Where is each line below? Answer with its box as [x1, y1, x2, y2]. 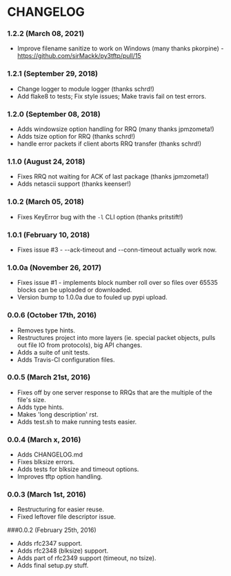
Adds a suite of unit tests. [17, 348, 90, 356]
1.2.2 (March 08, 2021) [7, 29, 85, 39]
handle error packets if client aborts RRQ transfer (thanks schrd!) [17, 139, 202, 148]
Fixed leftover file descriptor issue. [17, 513, 116, 521]
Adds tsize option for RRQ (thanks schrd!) [17, 132, 136, 141]
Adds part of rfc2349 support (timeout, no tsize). [17, 554, 157, 562]
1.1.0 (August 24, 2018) [7, 157, 86, 166]
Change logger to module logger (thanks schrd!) [17, 84, 155, 93]
